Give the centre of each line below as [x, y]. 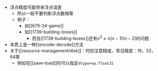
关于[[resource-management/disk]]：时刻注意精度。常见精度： [74, 50]
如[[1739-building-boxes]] [51, 32]
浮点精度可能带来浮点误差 [36, 7]
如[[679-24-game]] [44, 26]
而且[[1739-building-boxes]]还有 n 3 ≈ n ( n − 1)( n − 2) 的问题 [90, 38]
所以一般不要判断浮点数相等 [45, 13]
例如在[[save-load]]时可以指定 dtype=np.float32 [65, 63]
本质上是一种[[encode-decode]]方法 [47, 44]
